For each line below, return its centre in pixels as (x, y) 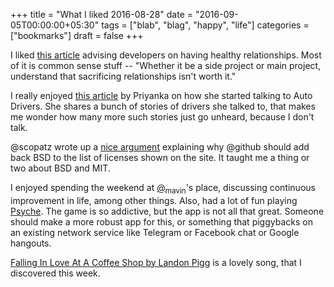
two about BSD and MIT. (60, 168)
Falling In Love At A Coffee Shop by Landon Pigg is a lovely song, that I (156, 262)
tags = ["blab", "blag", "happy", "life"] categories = (205, 25)
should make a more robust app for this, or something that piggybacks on (161, 221)
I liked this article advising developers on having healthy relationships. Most (166, 55)
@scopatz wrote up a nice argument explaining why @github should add (160, 147)
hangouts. (31, 243)
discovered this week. (55, 273)
